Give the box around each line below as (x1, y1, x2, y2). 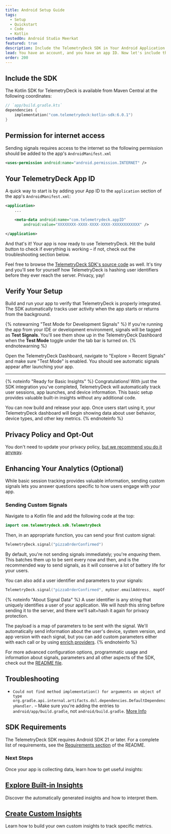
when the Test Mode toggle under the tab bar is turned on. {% (5, 337, 136, 344)
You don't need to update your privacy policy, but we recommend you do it (5, 444, 162, 450)
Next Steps (5, 755, 34, 762)
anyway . (5, 449, 23, 456)
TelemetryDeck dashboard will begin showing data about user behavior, (5, 410, 156, 416)
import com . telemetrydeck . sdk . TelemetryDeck (5, 523, 101, 528)
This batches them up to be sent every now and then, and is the (5, 557, 139, 563)
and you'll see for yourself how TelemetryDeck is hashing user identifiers (5, 266, 159, 273)
